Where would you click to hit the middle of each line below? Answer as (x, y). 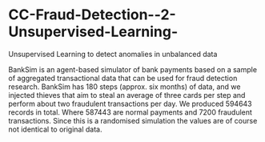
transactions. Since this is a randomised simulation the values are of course (133, 120)
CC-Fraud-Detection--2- (92, 15)
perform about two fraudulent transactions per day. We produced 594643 (130, 103)
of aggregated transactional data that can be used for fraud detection (123, 78)
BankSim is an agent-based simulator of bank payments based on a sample (133, 69)
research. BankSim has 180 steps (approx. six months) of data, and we (124, 87)
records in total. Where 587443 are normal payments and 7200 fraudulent (130, 112)
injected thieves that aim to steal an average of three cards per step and (127, 95)
